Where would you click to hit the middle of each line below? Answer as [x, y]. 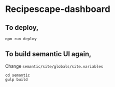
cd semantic [17, 75]
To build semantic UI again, [48, 54]
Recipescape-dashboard [58, 9]
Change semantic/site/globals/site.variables [54, 66]
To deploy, [22, 28]
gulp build [16, 80]
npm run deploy [21, 39]
